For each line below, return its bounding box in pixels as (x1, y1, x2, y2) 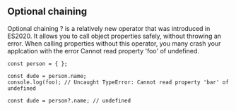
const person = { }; (7, 60, 69, 67)
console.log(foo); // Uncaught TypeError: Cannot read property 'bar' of (7, 79, 230, 86)
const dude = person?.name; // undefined (7, 97, 131, 104)
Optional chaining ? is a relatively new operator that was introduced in (7, 24, 211, 32)
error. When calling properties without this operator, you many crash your (7, 39, 221, 48)
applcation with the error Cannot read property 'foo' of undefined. (7, 46, 200, 55)
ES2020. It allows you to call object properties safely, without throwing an (7, 32, 221, 40)
